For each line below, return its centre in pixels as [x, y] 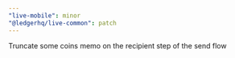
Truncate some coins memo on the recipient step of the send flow [117, 45]
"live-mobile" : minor [45, 15]
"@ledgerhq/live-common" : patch [62, 23]
